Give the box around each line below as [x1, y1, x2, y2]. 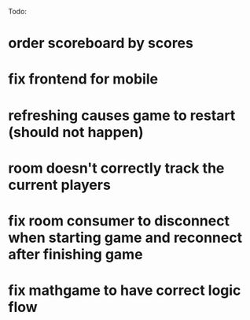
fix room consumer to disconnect [8, 212, 230, 229]
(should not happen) [8, 123, 144, 141]
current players [8, 176, 112, 194]
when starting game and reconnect [8, 229, 242, 247]
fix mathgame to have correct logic [8, 281, 241, 300]
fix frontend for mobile [8, 70, 159, 88]
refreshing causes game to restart [8, 106, 236, 125]
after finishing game [8, 245, 143, 263]
